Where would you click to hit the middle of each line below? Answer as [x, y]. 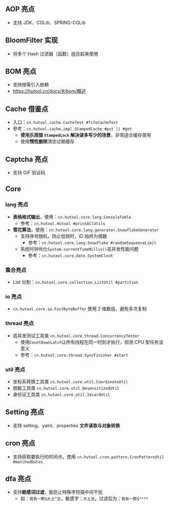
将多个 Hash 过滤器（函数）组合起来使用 [55, 53]
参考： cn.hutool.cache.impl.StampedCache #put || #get [72, 129]
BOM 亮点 [21, 72]
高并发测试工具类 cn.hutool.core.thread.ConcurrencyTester [76, 335]
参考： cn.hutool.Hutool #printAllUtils [63, 223]
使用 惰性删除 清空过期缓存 [47, 142]
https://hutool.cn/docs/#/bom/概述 [49, 91]
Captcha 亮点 [27, 159]
